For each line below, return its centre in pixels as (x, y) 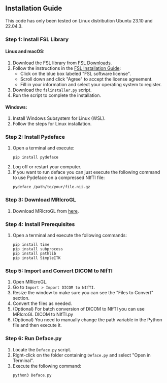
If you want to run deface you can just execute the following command (86, 172)
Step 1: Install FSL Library (37, 39)
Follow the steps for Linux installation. (52, 124)
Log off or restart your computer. (47, 167)
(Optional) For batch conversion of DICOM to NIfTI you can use (78, 309)
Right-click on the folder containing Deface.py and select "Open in (81, 355)
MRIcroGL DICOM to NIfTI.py (43, 314)
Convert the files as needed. (42, 303)
